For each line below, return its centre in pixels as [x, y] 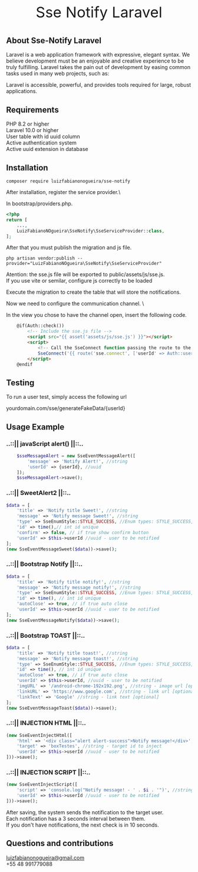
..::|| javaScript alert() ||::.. [45, 444]
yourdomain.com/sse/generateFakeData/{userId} [66, 408]
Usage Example [35, 427]
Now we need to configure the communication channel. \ [75, 304]
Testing [20, 383]
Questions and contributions [60, 843]
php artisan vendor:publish [41, 258]
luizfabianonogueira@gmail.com [45, 857]
